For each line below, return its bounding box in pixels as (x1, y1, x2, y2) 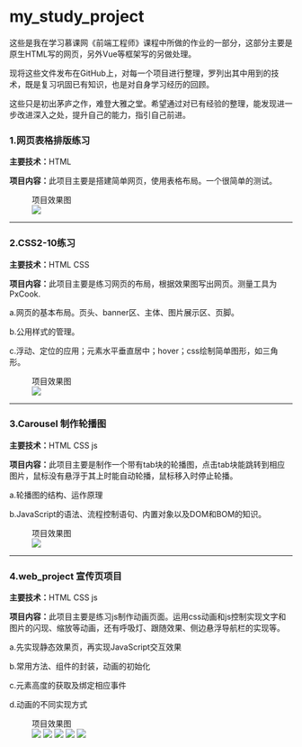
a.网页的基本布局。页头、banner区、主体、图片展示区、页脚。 (9, 306, 240, 317)
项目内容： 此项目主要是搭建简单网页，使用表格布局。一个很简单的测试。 (9, 176, 277, 187)
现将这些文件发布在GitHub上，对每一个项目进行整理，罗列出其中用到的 (9, 68, 271, 78)
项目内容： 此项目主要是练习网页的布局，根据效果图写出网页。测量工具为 (9, 278, 277, 289)
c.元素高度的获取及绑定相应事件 (9, 680, 128, 691)
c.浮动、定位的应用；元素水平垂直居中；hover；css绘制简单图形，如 (9, 345, 263, 356)
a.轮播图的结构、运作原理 (9, 489, 103, 500)
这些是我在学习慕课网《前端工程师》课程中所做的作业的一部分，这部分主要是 (9, 37, 293, 48)
